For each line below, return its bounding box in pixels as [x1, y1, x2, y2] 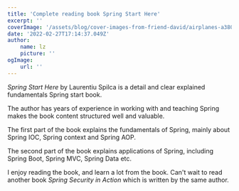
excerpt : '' [7, 17, 43, 24]
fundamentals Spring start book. [7, 90, 102, 99]
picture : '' [20, 50, 55, 58]
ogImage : [7, 57, 33, 64]
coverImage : [7, 23, 43, 31]
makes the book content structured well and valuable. [7, 111, 165, 120]
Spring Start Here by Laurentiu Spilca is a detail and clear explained [7, 82, 206, 91]
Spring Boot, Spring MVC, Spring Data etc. [7, 154, 132, 163]
